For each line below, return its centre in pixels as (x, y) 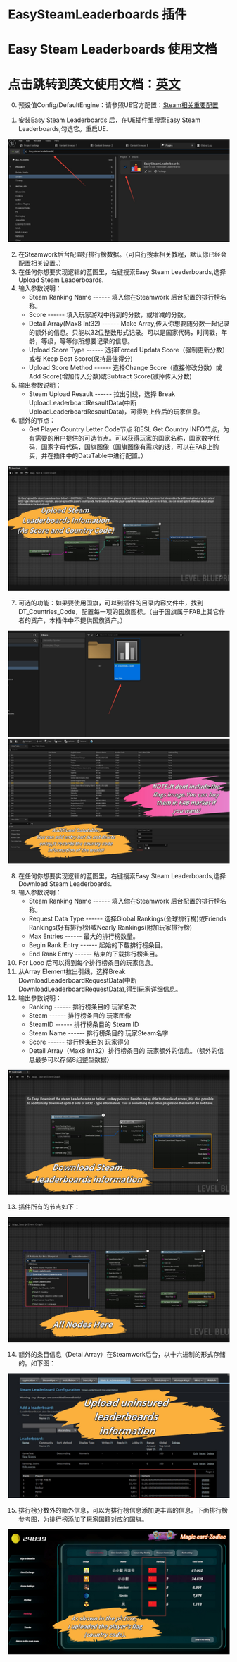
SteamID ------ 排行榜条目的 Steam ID (84, 1024)
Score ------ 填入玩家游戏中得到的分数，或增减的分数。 (109, 314)
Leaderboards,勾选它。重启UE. (63, 129)
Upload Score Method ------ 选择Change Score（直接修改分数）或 (125, 367)
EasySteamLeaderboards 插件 (97, 14)
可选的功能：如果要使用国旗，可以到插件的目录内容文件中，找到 (110, 603)
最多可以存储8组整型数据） (74, 1059)
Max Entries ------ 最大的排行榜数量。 (84, 936)
